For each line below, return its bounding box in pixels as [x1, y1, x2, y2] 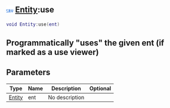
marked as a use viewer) [6, 47, 100, 57]
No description [48, 94, 85, 101]
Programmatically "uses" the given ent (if [6, 38, 165, 48]
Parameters [6, 67, 51, 78]
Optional [89, 85, 112, 92]
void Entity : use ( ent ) [6, 21, 60, 27]
